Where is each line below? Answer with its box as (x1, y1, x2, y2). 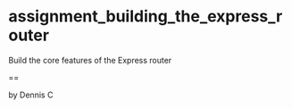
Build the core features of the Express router (8, 54, 172, 65)
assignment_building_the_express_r (8, 6, 283, 27)
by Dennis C (8, 89, 54, 100)
